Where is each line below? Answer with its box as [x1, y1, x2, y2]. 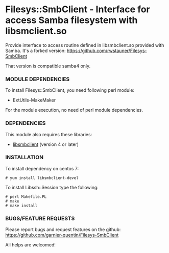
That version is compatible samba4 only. [5, 63, 91, 69]
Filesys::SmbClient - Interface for [5, 4, 151, 15]
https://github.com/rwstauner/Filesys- [66, 47, 147, 54]
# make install [5, 203, 38, 208]
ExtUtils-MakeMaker [12, 97, 56, 103]
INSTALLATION [5, 154, 44, 161]
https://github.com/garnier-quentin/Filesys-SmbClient [5, 232, 119, 238]
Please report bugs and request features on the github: [5, 226, 121, 233]
